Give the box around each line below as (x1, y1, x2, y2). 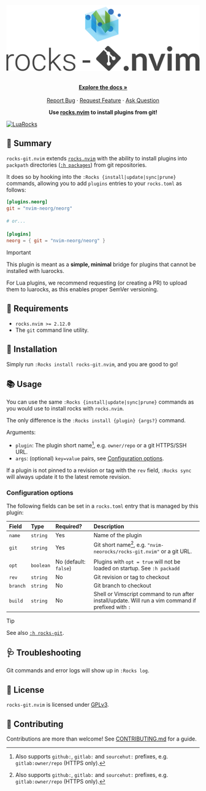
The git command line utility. (15, 326, 89, 334)
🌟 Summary (6, 138, 52, 149)
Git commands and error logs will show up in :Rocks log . (6, 667, 150, 674)
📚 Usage (6, 379, 42, 389)
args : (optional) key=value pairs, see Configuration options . (15, 454, 164, 462)
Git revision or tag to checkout (93, 573, 170, 581)
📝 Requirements (6, 304, 69, 314)
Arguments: (6, 428, 36, 436)
